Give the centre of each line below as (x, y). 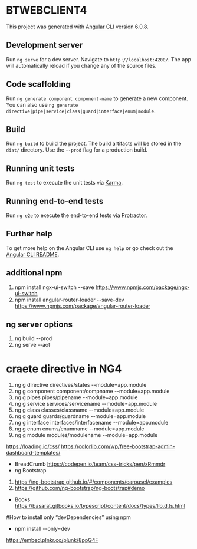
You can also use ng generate (42, 104)
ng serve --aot (32, 345)
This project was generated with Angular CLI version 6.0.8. (77, 27)
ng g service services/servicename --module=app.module (86, 404)
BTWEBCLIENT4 (47, 10)
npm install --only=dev (42, 529)
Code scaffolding (38, 84)
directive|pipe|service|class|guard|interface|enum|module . (81, 111)
